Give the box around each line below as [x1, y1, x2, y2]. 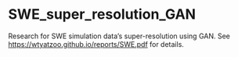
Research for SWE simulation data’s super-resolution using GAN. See [8, 31, 231, 41]
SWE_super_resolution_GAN [8, 5, 197, 23]
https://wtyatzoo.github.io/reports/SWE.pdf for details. [8, 39, 184, 48]
